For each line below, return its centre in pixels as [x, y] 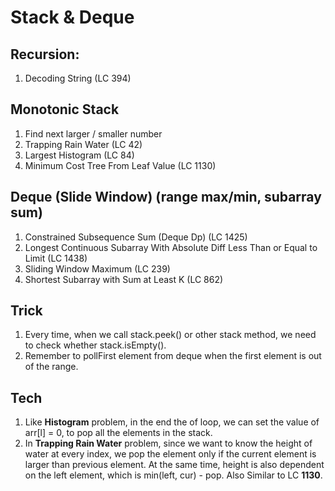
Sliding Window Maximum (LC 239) [97, 268]
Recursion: [45, 54]
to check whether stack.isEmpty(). [95, 345]
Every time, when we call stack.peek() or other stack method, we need [170, 335]
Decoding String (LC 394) [78, 78]
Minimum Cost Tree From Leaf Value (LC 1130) [120, 165]
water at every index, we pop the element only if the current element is [170, 454]
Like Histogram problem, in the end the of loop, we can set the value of [172, 422]
